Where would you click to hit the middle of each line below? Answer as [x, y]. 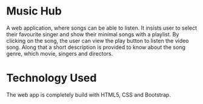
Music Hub [34, 11]
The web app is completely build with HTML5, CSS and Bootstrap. [89, 94]
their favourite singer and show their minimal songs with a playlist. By [93, 34]
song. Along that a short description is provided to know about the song [96, 47]
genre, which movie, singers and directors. [60, 53]
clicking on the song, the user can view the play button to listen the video [98, 41]
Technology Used [52, 78]
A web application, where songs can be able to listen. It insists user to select [102, 28]
